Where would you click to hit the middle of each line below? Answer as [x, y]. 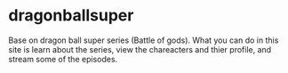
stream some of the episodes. [63, 59]
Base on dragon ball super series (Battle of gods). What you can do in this [144, 40]
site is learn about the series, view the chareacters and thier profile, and [140, 49]
